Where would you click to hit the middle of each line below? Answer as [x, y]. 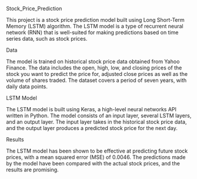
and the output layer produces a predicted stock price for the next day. [92, 128]
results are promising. [32, 170]
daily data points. [27, 87]
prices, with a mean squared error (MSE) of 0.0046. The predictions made [96, 157]
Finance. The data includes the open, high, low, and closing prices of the [94, 68]
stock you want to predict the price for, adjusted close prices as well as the [97, 74]
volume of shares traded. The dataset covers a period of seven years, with [96, 80]
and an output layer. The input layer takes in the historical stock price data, [96, 122]
